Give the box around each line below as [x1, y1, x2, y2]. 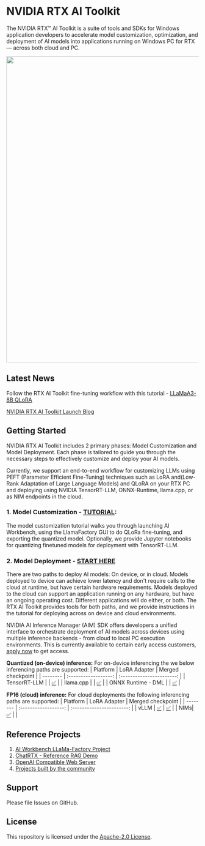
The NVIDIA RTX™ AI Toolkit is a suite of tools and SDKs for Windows [6, 24, 180, 32]
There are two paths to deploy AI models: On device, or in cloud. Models [6, 571, 189, 578]
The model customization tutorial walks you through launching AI [6, 522, 170, 529]
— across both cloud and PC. [6, 44, 81, 51]
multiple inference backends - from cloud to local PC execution [6, 635, 165, 642]
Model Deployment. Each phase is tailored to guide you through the [6, 448, 176, 455]
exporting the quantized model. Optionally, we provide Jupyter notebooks [6, 534, 192, 542]
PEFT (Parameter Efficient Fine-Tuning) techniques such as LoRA [6, 473, 170, 481]
